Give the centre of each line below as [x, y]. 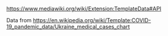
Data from [19, 20]
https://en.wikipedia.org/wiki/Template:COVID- [92, 20]
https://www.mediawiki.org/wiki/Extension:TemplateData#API [84, 9]
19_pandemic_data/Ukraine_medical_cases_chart [68, 27]
